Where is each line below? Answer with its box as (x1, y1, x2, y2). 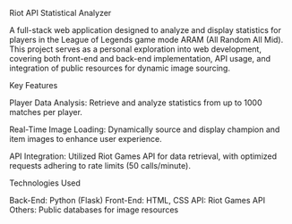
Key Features (9, 80, 58, 90)
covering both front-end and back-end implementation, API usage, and (9, 54, 271, 63)
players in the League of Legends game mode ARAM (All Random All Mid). (9, 35, 284, 45)
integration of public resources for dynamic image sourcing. (9, 62, 231, 73)
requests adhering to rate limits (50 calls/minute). (9, 161, 191, 170)
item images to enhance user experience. (9, 134, 163, 144)
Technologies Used (9, 178, 81, 188)
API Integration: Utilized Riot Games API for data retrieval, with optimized (9, 151, 278, 162)
